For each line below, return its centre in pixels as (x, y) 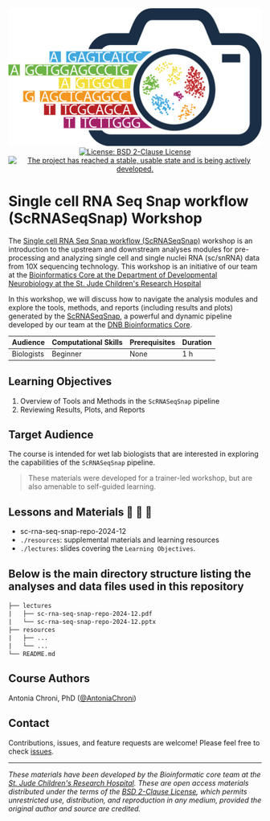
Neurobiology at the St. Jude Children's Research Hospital (105, 283)
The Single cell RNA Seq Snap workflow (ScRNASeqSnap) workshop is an (131, 240)
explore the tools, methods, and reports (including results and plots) (121, 307)
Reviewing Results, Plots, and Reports (82, 409)
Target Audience (51, 435)
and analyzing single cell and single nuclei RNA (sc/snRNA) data (153, 257)
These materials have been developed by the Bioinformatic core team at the (135, 774)
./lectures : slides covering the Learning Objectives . (108, 548)
